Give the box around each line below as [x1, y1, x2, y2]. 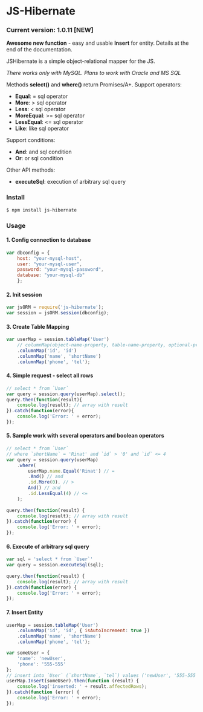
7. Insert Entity [6, 609, 43, 616]
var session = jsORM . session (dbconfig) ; [6, 310, 110, 316]
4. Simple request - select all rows [6, 372, 94, 379]
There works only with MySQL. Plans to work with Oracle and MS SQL [6, 70, 181, 77]
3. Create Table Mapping [6, 323, 69, 330]
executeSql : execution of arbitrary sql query [14, 178, 126, 186]
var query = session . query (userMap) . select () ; [6, 391, 126, 397]
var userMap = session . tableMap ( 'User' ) [6, 337, 110, 343]
